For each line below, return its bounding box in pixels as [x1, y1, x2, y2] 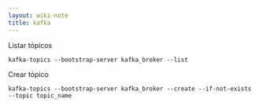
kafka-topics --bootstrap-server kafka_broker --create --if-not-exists [8, 84, 252, 93]
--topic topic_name [8, 91, 72, 99]
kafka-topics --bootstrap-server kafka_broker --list [8, 56, 189, 64]
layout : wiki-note [8, 11, 68, 20]
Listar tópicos [8, 40, 53, 50]
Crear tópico [8, 69, 49, 79]
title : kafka [8, 19, 51, 27]
